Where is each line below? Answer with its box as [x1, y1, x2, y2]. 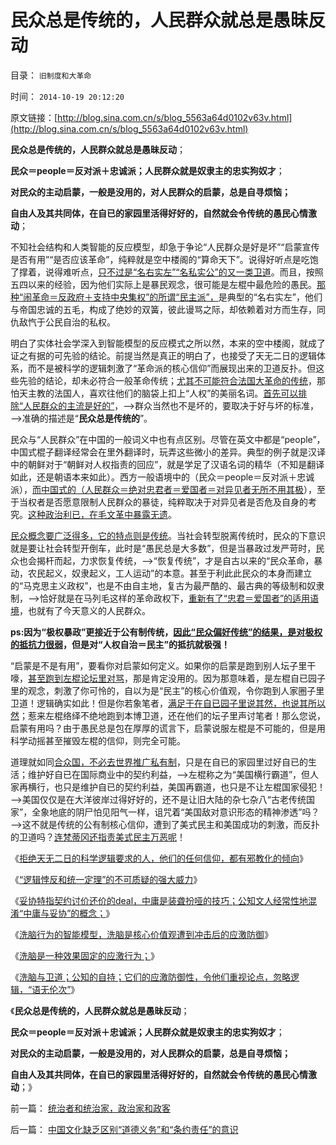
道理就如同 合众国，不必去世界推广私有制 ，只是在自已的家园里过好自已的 [10, 756, 308, 768]
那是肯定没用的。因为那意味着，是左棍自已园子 [132, 672, 326, 684]
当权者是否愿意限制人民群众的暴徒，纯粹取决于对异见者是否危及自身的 [18, 496, 308, 508]
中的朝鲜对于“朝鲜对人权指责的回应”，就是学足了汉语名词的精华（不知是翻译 [10, 458, 325, 470]
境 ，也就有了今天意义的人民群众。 [10, 604, 151, 616]
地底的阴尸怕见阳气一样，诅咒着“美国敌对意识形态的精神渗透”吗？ [49, 806, 320, 818]
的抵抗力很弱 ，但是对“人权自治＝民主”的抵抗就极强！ [10, 638, 231, 650]
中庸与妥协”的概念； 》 [23, 907, 115, 919]
